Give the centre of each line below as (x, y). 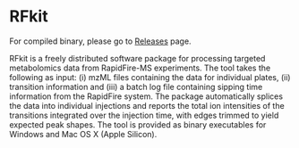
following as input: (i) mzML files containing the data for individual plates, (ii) (150, 77)
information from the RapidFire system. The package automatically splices (146, 96)
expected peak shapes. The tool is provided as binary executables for (138, 124)
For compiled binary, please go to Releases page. (100, 41)
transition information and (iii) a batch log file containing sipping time (136, 86)
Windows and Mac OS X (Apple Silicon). (83, 134)
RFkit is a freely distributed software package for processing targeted (137, 58)
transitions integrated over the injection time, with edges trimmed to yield (144, 115)
